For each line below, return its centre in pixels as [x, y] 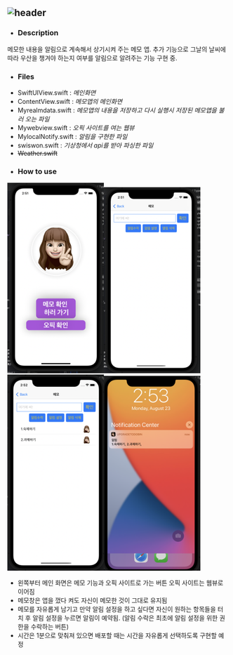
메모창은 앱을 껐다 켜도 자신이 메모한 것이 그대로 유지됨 [92, 600]
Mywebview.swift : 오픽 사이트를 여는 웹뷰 [76, 128]
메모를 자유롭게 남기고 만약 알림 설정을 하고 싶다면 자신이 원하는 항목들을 [116, 609]
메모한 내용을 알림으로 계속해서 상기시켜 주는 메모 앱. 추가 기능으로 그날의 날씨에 [117, 49]
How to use [37, 171]
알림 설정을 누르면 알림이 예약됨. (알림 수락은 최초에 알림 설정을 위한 [125, 618]
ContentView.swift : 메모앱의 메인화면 [70, 101]
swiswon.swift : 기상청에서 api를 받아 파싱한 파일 [85, 145]
